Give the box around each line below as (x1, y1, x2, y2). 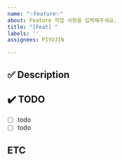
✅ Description (7, 68, 70, 81)
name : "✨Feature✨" (7, 10, 63, 18)
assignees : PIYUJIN (7, 37, 65, 44)
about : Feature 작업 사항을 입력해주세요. (7, 17, 117, 24)
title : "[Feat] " (7, 23, 58, 30)
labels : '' (7, 30, 39, 37)
